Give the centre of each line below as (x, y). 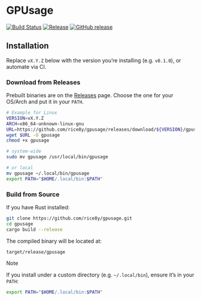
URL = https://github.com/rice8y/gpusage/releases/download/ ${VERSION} (95, 130)
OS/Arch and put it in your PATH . (45, 102)
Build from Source (33, 194)
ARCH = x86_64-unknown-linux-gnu (45, 124)
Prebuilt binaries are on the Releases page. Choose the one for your (90, 95)
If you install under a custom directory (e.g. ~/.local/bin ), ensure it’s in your (100, 275)
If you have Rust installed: (38, 207)
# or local (20, 168)
